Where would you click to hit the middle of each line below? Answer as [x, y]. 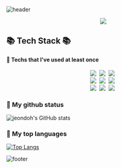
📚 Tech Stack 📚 [39, 41]
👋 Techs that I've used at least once [53, 59]
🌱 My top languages [37, 134]
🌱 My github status [35, 104]
